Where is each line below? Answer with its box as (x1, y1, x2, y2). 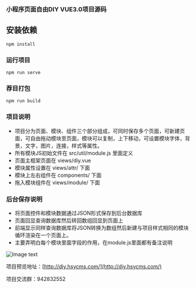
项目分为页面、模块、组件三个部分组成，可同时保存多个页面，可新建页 (14, 127, 185, 134)
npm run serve (6, 69, 41, 76)
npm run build (6, 98, 41, 104)
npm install (6, 41, 35, 47)
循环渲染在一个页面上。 (14, 231, 72, 239)
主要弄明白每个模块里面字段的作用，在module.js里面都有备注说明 (14, 239, 172, 246)
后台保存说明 (6, 195, 43, 203)
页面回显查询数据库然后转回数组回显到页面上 (14, 217, 124, 224)
